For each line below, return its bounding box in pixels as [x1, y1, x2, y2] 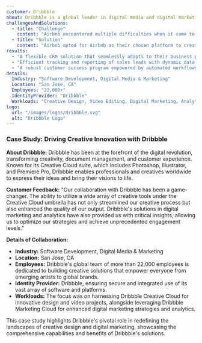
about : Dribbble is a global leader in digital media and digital [6, 14, 176, 20]
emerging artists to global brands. [14, 273, 99, 280]
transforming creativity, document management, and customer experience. [6, 155, 192, 162]
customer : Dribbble [6, 8, 55, 15]
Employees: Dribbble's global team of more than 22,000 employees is [14, 260, 189, 268]
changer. [6, 192, 28, 199]
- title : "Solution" [11, 37, 63, 43]
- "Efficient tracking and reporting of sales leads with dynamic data [11, 59, 195, 65]
